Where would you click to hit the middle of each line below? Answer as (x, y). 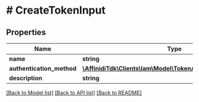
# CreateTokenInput (56, 10)
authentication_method (43, 68)
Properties (26, 32)
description (26, 78)
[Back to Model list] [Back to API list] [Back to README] (74, 93)
